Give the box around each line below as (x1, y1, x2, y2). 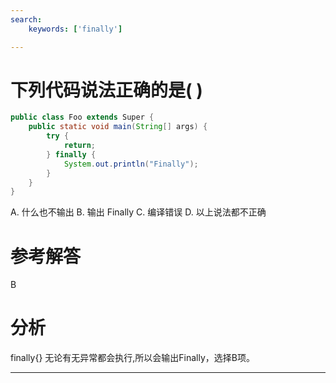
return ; (63, 141, 97, 151)
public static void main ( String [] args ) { (28, 122, 208, 132)
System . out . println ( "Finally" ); (63, 159, 199, 169)
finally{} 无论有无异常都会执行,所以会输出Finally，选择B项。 (10, 352, 255, 364)
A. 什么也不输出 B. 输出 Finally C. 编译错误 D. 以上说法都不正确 (10, 206, 267, 218)
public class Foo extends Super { (10, 112, 155, 123)
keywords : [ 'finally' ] (28, 24, 123, 34)
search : (10, 14, 43, 25)
